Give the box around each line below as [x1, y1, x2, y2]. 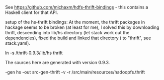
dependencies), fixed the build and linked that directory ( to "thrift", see [5, 35, 152, 41]
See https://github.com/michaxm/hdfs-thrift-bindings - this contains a [5, 4, 148, 10]
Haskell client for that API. [5, 9, 58, 15]
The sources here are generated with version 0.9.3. [5, 60, 110, 65]
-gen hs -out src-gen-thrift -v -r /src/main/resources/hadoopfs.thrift [5, 69, 145, 75]
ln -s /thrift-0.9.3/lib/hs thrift [5, 50, 63, 56]
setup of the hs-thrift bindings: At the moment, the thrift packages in [5, 19, 145, 25]
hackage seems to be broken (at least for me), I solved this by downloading [5, 24, 160, 30]
